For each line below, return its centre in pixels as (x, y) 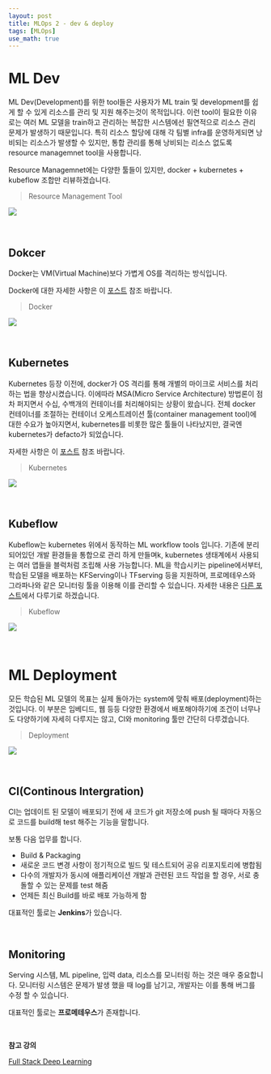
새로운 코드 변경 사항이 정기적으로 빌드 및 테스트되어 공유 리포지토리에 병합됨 (141, 865)
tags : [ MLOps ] (32, 31)
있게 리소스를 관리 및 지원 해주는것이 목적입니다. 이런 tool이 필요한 (138, 112)
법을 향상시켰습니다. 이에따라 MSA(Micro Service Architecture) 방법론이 (139, 393)
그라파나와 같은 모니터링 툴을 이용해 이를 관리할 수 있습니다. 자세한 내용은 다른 (131, 585)
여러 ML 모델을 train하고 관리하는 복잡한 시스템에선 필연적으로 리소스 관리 (140, 122)
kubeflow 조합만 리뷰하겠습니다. (59, 180)
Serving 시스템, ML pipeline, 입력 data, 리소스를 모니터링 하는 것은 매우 (122, 975)
